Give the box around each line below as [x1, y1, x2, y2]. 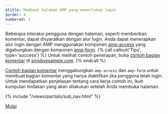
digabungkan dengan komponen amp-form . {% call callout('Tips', [5, 47, 142, 53]
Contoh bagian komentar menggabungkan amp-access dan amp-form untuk [5, 67, 159, 73]
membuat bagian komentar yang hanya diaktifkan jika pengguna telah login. [5, 73, 163, 79]
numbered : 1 [5, 17, 30, 22]
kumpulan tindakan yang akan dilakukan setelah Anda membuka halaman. [5, 84, 159, 90]
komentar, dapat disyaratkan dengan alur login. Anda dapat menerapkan [5, 36, 156, 42]
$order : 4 [5, 12, 26, 17]
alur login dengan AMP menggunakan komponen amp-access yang [5, 42, 146, 48]
